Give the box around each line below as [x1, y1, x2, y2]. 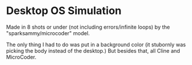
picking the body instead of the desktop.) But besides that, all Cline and [6, 47, 180, 54]
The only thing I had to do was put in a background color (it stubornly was [6, 41, 186, 48]
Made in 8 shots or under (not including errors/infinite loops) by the [6, 23, 170, 30]
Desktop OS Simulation [6, 4, 122, 18]
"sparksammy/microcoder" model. [6, 29, 90, 36]
